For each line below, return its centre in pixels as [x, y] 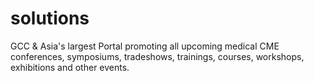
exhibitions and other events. [70, 67]
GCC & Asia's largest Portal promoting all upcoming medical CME [145, 46]
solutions [50, 18]
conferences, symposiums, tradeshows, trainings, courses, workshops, [157, 56]
